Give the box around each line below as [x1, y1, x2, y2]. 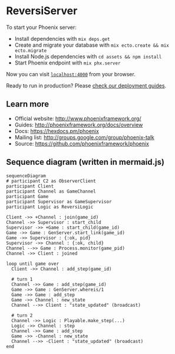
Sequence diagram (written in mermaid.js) [6, 157, 165, 167]
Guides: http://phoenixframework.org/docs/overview [14, 121, 143, 128]
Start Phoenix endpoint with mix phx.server [14, 59, 121, 66]
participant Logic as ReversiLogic [6, 204, 94, 210]
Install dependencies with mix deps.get [14, 35, 110, 42]
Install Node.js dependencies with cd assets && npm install [14, 53, 162, 60]
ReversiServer [6, 4, 78, 18]
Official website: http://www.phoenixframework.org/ [14, 115, 141, 122]
